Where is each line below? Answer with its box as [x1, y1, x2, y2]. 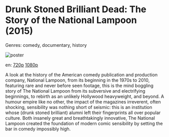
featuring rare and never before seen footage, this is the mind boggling [5, 83, 154, 89]
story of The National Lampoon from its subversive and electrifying [5, 88, 146, 94]
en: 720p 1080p [5, 62, 38, 68]
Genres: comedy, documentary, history [5, 42, 87, 48]
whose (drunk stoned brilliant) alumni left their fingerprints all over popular [5, 109, 161, 116]
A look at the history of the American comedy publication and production [5, 71, 158, 77]
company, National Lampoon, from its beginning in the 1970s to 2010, [5, 77, 150, 83]
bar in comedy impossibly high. [5, 126, 71, 132]
